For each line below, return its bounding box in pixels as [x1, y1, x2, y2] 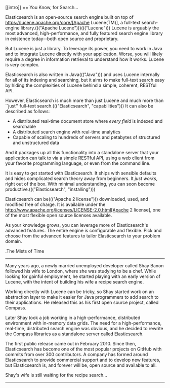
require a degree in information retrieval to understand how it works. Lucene [5, 56, 164, 62]
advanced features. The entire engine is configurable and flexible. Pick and [5, 228, 162, 233]
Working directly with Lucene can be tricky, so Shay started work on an [5, 289, 154, 295]
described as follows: [5, 109, 50, 114]
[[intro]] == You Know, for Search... [5, 5, 78, 10]
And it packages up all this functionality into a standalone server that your [5, 150, 159, 155]
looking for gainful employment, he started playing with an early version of [5, 273, 161, 279]
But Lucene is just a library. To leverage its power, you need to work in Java [5, 46, 163, 51]
